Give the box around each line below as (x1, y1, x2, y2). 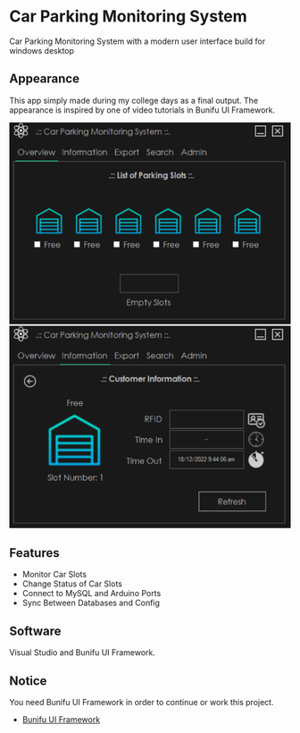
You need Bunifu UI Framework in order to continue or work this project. (9, 697, 274, 708)
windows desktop (9, 45, 74, 55)
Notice (9, 673, 47, 688)
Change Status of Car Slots (21, 578, 123, 589)
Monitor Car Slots (21, 569, 87, 580)
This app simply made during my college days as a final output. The (9, 95, 259, 105)
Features (9, 545, 60, 560)
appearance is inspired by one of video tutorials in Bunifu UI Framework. (9, 105, 276, 115)
